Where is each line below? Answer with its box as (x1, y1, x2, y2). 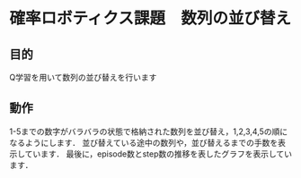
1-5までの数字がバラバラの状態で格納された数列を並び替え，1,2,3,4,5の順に (9, 126, 288, 137)
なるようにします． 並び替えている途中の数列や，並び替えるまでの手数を (9, 137, 279, 148)
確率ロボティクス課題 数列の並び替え (9, 8, 292, 29)
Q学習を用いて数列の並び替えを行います (9, 72, 157, 82)
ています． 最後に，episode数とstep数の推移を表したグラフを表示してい (24, 148, 293, 159)
